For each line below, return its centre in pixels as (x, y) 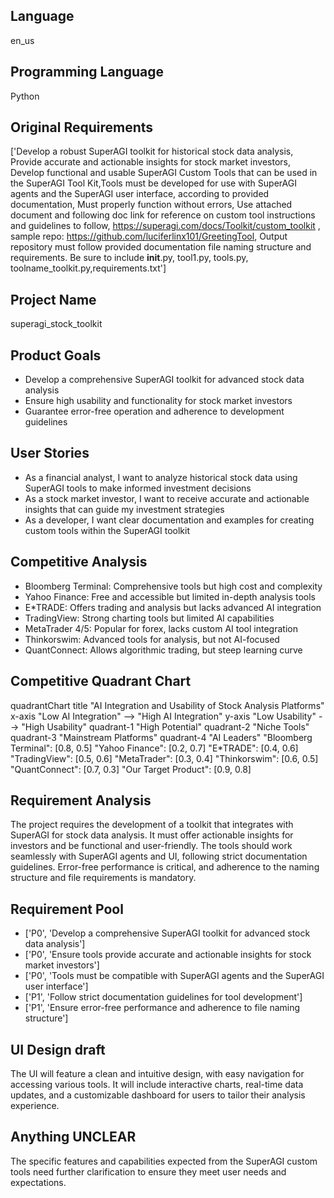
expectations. (38, 1182)
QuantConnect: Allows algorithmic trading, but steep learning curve (163, 650)
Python (25, 96)
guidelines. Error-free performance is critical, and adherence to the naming (165, 867)
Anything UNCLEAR (73, 1137)
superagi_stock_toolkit (56, 324)
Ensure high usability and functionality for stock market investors (158, 401)
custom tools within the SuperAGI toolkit (107, 530)
